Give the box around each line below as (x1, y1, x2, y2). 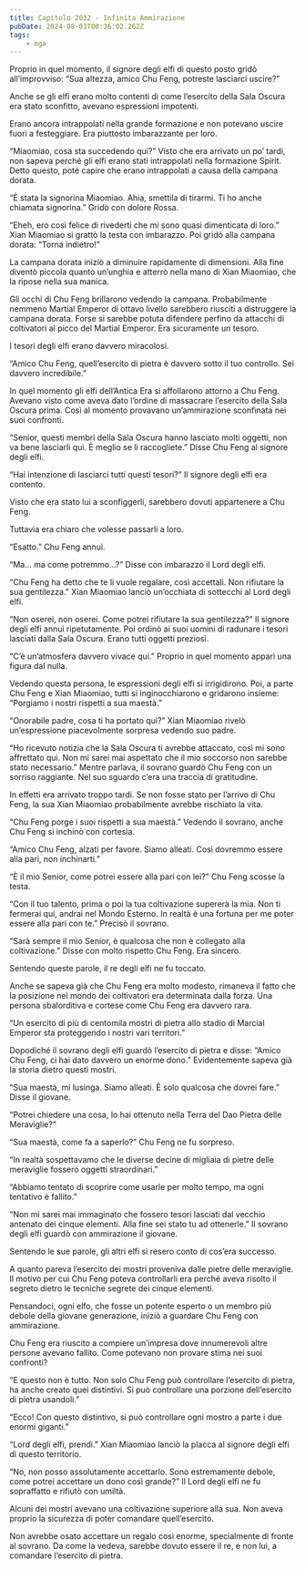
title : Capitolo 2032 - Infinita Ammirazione (9, 13, 185, 23)
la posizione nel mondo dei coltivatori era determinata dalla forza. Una (9, 990, 273, 1001)
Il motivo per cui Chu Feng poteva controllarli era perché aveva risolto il (9, 1273, 277, 1285)
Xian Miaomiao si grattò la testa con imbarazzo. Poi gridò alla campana (9, 230, 276, 241)
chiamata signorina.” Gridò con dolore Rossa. (9, 202, 179, 213)
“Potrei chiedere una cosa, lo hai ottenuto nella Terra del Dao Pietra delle (9, 1109, 282, 1121)
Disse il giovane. (9, 1092, 71, 1103)
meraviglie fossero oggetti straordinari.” (9, 1164, 158, 1175)
